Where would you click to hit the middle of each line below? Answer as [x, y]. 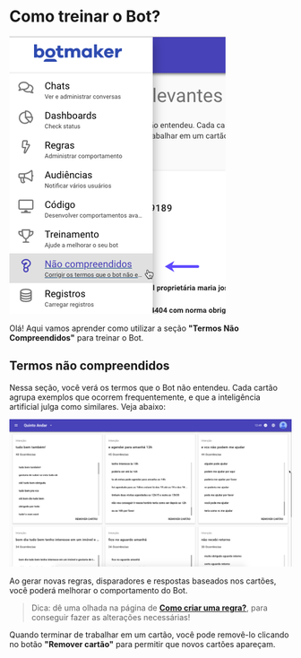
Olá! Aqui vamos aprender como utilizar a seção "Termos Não [124, 328]
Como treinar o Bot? [85, 17]
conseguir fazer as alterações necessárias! [111, 618]
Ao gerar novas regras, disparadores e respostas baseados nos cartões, [143, 581]
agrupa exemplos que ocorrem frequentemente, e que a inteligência [135, 397]
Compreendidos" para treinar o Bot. [77, 337]
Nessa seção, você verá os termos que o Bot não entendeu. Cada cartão [143, 387]
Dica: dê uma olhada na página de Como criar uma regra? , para [150, 608]
